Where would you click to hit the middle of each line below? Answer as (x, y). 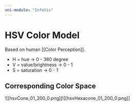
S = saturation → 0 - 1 (35, 70)
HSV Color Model (42, 35)
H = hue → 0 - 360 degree (40, 59)
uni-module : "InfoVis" (29, 10)
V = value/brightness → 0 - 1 (42, 65)
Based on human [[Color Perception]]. (45, 49)
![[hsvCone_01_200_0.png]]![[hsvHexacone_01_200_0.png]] (67, 98)
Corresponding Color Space (50, 86)
